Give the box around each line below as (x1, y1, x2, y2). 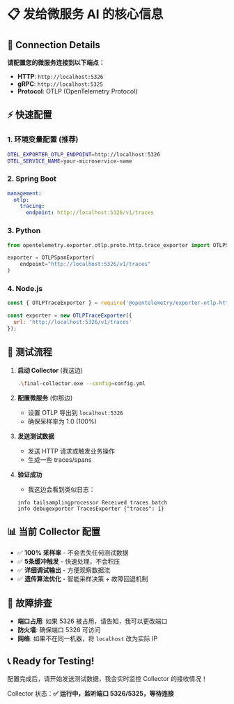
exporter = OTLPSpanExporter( (7, 254, 95, 262)
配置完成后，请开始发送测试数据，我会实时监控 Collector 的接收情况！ (7, 674, 208, 682)
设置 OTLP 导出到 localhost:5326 (27, 408, 123, 417)
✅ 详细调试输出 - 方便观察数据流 (17, 566, 110, 574)
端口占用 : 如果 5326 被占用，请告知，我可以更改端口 (17, 617, 168, 625)
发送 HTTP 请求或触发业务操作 (27, 447, 115, 455)
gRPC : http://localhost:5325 (17, 80, 103, 88)
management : (7, 190, 42, 197)
